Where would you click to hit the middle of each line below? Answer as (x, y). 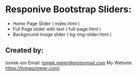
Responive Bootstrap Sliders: (68, 9)
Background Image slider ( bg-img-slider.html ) (62, 34)
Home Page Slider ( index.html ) (46, 23)
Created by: (25, 50)
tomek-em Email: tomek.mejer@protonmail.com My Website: (69, 63)
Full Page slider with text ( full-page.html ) (57, 29)
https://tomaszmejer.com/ (32, 68)
